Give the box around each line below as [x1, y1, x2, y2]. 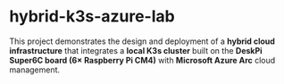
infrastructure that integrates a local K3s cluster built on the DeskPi [9, 45, 263, 55]
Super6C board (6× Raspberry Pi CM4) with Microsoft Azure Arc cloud [9, 55, 276, 65]
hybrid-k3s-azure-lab [9, 6, 176, 27]
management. [9, 64, 61, 75]
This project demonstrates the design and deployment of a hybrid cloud [9, 36, 275, 46]
